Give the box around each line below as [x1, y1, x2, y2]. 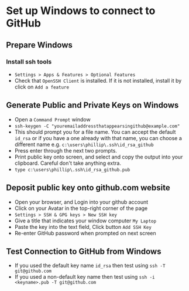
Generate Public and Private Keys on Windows [6, 100, 179, 110]
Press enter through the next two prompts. [14, 147, 117, 154]
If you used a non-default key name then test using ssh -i [14, 273, 155, 280]
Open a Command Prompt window [14, 116, 91, 123]
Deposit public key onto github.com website [6, 183, 171, 193]
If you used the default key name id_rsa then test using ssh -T [14, 262, 166, 269]
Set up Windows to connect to [6, 4, 156, 18]
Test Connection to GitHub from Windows [6, 246, 161, 256]
